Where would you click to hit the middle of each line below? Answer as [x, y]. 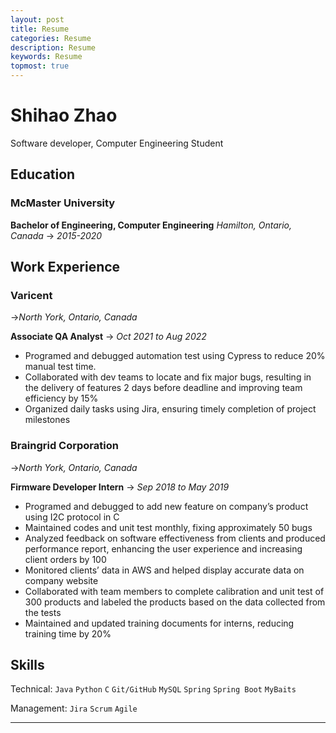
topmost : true [40, 66]
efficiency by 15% [61, 398]
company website [61, 580]
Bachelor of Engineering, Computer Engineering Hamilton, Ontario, [151, 225]
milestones [47, 420]
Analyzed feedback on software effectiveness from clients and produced [175, 538]
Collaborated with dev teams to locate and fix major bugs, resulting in [168, 377]
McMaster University [63, 203]
